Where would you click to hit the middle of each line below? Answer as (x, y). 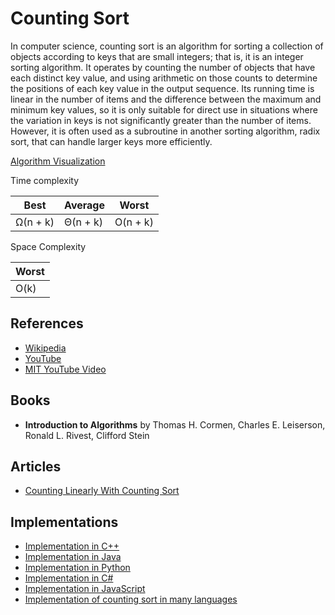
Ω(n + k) (35, 222)
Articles (36, 466)
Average (84, 205)
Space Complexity (48, 246)
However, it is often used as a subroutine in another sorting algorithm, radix (165, 131)
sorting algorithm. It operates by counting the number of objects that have (163, 67)
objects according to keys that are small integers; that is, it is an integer (157, 56)
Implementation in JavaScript (85, 589)
